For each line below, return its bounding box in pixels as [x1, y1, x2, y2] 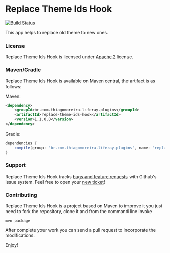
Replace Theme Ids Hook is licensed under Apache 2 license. [5, 54, 133, 60]
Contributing [5, 191, 37, 198]
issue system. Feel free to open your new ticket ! [5, 179, 105, 185]
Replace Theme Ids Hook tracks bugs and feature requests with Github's [5, 173, 157, 180]
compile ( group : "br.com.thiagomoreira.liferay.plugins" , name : [14, 145, 151, 150]
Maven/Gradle [5, 66, 41, 73]
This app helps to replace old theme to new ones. [5, 29, 108, 35]
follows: [5, 83, 22, 89]
